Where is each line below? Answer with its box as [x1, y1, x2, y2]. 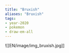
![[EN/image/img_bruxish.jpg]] [5, 43, 65, 48]
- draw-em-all [5, 29, 34, 34]
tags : [5, 16, 16, 21]
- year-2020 [5, 20, 29, 26]
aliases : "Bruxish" [5, 12, 44, 16]
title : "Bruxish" [5, 7, 40, 12]
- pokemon [5, 25, 25, 30]
